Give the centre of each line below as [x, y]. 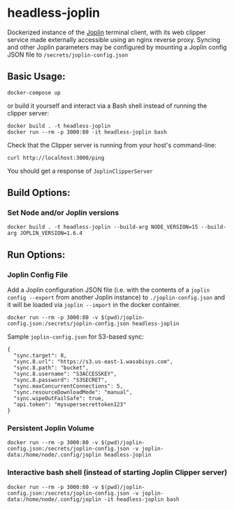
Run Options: [36, 254]
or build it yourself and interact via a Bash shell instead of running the [107, 106]
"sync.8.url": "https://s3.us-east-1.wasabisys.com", [93, 362]
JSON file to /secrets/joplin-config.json [68, 55]
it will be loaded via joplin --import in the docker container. [94, 305]
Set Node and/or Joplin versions [63, 213]
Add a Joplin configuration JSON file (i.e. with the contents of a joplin [109, 290]
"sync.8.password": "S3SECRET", [61, 380]
